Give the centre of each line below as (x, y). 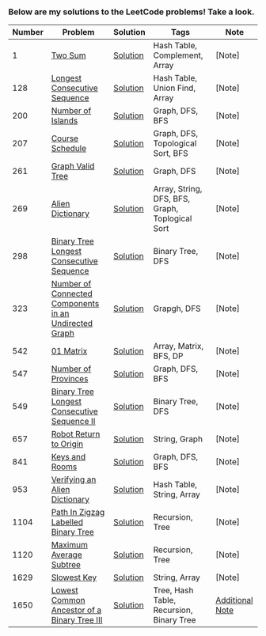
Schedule (69, 149)
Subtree (66, 565)
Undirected (72, 324)
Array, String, (178, 189)
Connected (72, 293)
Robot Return (76, 434)
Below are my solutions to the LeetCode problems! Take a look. (131, 12)
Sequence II (73, 422)
